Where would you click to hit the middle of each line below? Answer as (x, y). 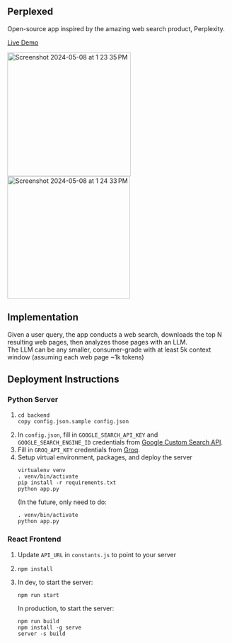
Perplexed (30, 12)
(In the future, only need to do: (62, 502)
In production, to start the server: (66, 608)
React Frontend (34, 539)
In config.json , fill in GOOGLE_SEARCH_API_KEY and (88, 435)
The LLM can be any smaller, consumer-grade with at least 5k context (109, 350)
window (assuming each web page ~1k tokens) (76, 357)
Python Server (33, 399)
